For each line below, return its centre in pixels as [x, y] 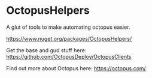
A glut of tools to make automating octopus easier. [68, 27]
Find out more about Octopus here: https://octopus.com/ [76, 68]
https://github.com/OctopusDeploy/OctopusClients [69, 56]
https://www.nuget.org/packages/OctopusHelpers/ [69, 38]
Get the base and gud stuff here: [46, 50]
